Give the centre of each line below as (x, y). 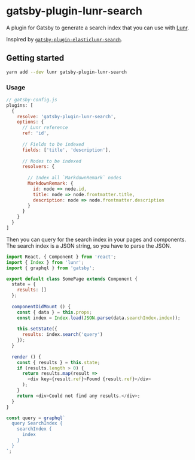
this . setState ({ (37, 329)
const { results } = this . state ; (59, 362)
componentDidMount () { (41, 306)
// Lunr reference (45, 128)
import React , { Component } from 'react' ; (61, 257)
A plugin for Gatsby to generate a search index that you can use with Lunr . (98, 28)
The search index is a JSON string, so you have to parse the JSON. (89, 246)
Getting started (35, 58)
